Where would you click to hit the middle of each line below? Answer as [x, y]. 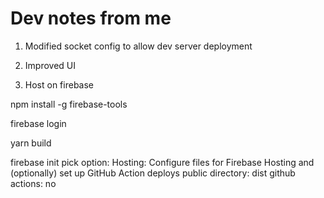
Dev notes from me [91, 18]
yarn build [31, 143]
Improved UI [50, 65]
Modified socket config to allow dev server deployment [138, 46]
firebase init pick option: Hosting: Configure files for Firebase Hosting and [162, 162]
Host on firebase [59, 84]
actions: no [33, 183]
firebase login [38, 123]
